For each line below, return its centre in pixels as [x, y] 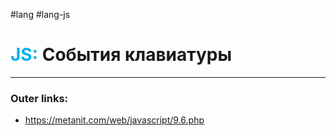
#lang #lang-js [40, 14]
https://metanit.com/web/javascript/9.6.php [114, 120]
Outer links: [39, 98]
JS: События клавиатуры [121, 55]
